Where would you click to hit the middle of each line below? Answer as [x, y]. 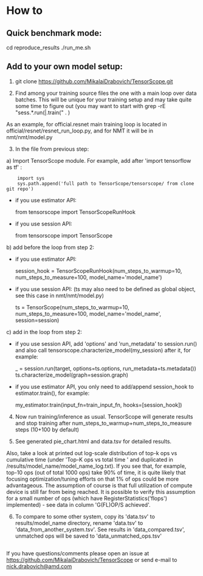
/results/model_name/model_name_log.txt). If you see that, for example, [96, 466]
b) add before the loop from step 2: [50, 247]
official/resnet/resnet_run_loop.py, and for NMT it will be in [80, 131]
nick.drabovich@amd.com [39, 566]
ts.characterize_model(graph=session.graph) [72, 375]
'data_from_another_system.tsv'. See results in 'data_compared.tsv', [100, 529]
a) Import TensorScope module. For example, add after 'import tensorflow [99, 160]
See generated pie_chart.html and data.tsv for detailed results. [93, 441]
